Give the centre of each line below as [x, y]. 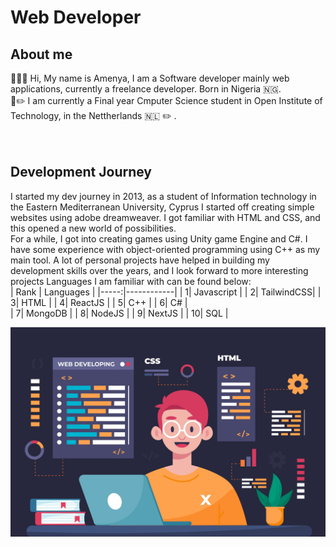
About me [41, 54]
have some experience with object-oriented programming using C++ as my [165, 249]
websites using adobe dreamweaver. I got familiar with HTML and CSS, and [165, 217]
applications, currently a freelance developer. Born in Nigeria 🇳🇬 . [146, 89]
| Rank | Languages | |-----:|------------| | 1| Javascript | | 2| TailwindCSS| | [166, 292]
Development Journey [81, 172]
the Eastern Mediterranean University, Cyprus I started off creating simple [162, 207]
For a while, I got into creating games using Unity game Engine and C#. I [159, 238]
